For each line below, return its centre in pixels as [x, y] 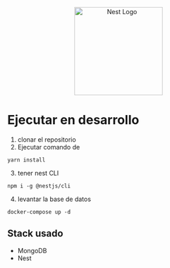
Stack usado [35, 234]
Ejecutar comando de [49, 147]
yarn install [26, 160]
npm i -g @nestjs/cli [39, 186]
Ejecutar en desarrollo [73, 120]
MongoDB [32, 250]
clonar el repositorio [47, 139]
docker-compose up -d [39, 212]
